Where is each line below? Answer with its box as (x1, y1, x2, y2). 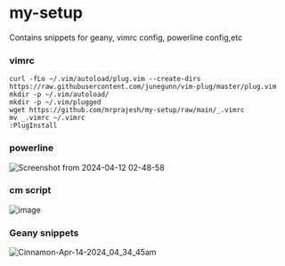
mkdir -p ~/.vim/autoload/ (9, 90, 110, 100)
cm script (9, 184, 52, 197)
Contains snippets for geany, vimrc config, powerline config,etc (9, 32, 243, 43)
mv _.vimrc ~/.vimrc (9, 114, 86, 123)
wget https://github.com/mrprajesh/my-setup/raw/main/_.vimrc (9, 106, 245, 115)
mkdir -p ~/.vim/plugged (9, 98, 102, 107)
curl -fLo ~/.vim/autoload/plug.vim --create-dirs (9, 75, 201, 84)
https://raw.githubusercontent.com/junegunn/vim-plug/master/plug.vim (9, 83, 277, 92)
